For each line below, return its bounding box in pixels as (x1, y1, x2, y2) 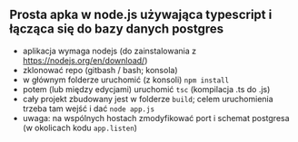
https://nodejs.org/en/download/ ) (22, 54, 148, 66)
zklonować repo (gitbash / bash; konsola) (22, 64, 179, 75)
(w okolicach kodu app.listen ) (22, 122, 138, 133)
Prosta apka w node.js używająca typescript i (9, 7, 273, 23)
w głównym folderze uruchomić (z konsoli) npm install (22, 74, 230, 85)
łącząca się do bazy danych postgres (9, 22, 224, 37)
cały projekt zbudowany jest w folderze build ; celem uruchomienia (22, 93, 274, 104)
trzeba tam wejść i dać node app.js (22, 103, 155, 114)
